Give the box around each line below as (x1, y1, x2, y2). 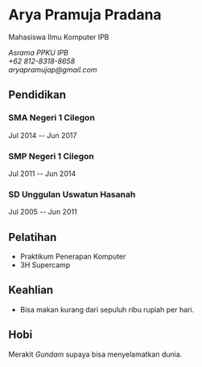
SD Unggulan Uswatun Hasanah (8, 189, 136, 200)
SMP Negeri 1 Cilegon (8, 150, 94, 161)
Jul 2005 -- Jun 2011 (8, 207, 78, 217)
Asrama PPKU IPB (8, 47, 68, 57)
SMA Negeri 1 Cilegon (8, 112, 95, 124)
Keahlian (8, 283, 54, 297)
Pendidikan (8, 88, 67, 102)
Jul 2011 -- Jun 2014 (8, 169, 76, 178)
